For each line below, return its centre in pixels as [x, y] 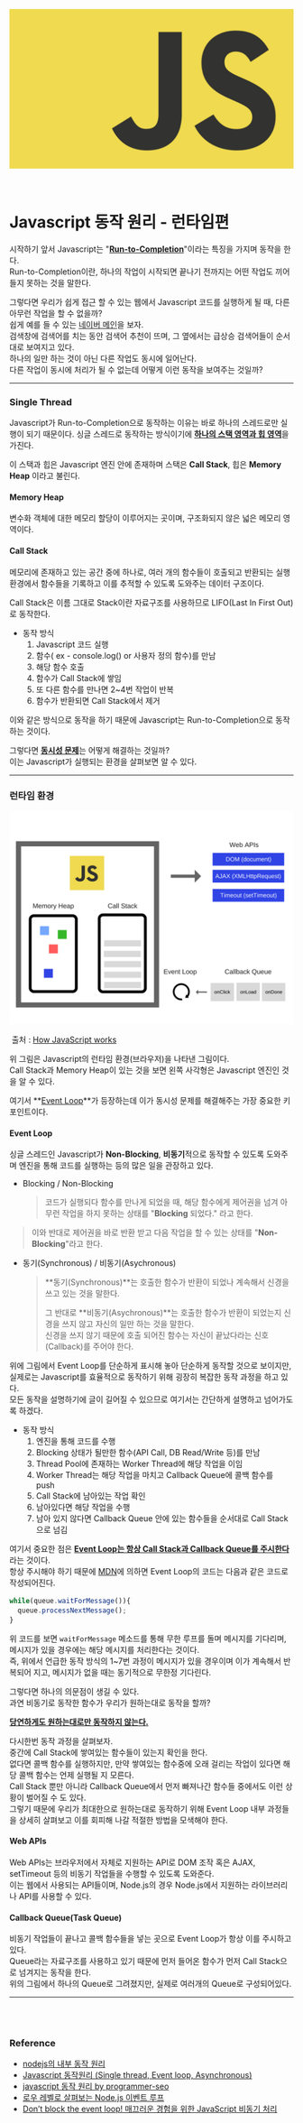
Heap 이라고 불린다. [45, 476]
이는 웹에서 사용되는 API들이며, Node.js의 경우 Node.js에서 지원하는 [129, 1885]
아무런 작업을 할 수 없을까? [56, 313]
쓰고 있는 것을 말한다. [82, 1294]
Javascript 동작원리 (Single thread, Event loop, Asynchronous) [137, 2075]
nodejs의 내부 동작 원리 [64, 2064]
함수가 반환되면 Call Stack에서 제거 [98, 700]
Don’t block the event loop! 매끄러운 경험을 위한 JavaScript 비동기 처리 [150, 2109]
